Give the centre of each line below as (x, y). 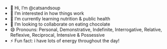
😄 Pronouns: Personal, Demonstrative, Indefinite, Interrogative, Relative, (86, 30)
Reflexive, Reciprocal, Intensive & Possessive (58, 35)
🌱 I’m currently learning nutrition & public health (60, 19)
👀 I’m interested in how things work (47, 13)
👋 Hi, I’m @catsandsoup (35, 8)
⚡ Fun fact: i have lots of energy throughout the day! (65, 41)
